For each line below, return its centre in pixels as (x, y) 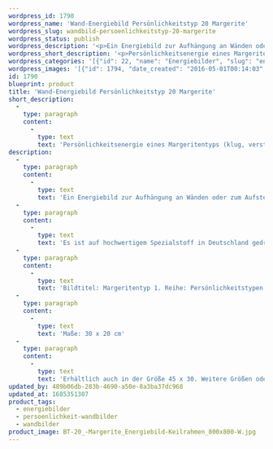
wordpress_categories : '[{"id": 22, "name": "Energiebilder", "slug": (130, 62)
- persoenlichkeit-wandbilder (67, 417)
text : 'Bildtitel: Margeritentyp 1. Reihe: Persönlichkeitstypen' (152, 288)
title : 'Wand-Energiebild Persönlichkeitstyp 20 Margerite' (113, 92)
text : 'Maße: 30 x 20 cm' (82, 333)
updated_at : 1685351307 (49, 394)
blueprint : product (41, 84)
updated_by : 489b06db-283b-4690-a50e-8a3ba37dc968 (96, 386)
